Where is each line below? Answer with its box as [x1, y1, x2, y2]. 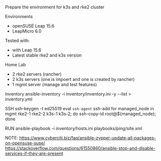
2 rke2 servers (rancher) [12, 71, 62, 77]
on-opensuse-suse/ [5, 140, 46, 146]
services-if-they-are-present [5, 151, 64, 156]
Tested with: [5, 38, 30, 43]
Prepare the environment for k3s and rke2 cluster [5, 4, 105, 10]
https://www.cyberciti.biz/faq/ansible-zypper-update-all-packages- [19, 135, 156, 141]
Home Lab [5, 62, 26, 67]
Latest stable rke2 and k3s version [12, 52, 82, 58]
